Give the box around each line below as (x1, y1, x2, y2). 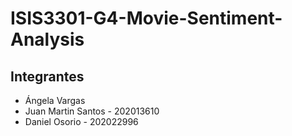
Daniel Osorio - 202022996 (24, 116, 139, 127)
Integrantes (10, 68, 85, 85)
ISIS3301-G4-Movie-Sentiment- (10, 7, 283, 30)
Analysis (10, 28, 85, 51)
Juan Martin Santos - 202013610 (24, 105, 160, 117)
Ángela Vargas (24, 95, 86, 106)
